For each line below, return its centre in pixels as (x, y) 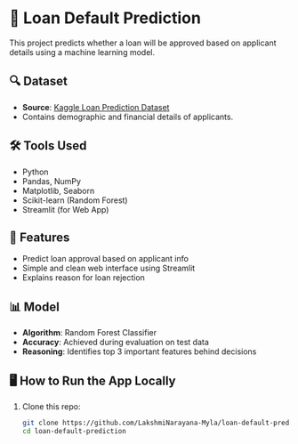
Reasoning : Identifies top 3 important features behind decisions (139, 351)
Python (35, 172)
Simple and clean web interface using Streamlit (109, 268)
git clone (40, 423)
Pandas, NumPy (52, 181)
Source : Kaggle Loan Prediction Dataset (96, 107)
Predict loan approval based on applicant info (105, 259)
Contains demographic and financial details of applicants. (128, 117)
